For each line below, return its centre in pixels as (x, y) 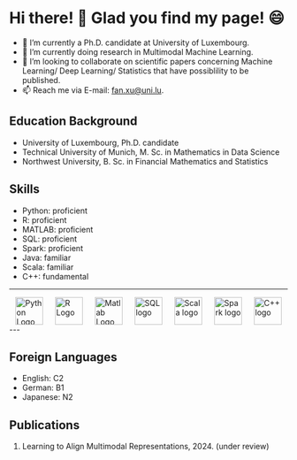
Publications (45, 425)
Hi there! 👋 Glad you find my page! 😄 (147, 18)
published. (41, 80)
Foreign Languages (63, 357)
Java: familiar (46, 257)
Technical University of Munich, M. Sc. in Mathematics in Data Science (151, 152)
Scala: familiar (48, 267)
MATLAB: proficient (57, 229)
